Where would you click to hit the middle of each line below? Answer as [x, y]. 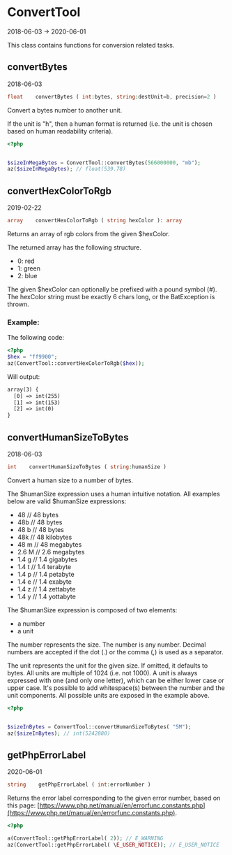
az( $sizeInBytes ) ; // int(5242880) [59, 733]
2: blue [27, 275]
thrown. [18, 304]
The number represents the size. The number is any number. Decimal [107, 645]
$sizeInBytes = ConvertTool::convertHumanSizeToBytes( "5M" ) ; [99, 727]
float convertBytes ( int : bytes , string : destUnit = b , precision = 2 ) [112, 96]
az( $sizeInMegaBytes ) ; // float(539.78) [67, 169]
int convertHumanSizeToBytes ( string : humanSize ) [87, 467]
